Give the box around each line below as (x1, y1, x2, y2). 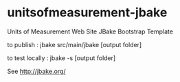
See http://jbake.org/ (7, 67, 66, 75)
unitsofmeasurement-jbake (7, 5, 168, 20)
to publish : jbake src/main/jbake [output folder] (7, 40, 142, 49)
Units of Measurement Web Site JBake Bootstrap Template (7, 27, 174, 36)
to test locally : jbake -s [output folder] (7, 53, 116, 62)
